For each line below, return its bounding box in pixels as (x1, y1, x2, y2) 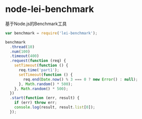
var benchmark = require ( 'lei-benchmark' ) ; (5, 30, 98, 35)
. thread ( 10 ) (10, 44, 35, 49)
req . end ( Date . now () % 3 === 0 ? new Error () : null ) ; (23, 76, 138, 82)
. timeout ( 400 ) (10, 53, 39, 58)
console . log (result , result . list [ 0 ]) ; (14, 105, 95, 110)
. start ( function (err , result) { (10, 95, 80, 100)
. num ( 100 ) (10, 49, 30, 54)
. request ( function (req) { (10, 58, 66, 63)
